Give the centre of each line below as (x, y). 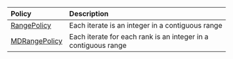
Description (89, 14)
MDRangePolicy (37, 41)
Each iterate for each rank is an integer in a (139, 36)
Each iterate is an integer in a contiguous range (146, 25)
